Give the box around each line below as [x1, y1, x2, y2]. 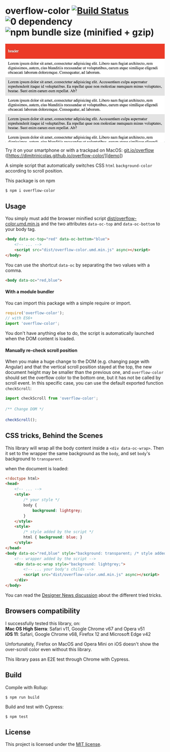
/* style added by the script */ [23, 529, 94, 535]
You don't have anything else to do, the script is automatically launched [5, 330, 154, 336]
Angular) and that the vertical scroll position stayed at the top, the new [5, 364, 152, 370]
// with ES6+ [5, 316, 33, 321]
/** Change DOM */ [5, 406, 44, 412]
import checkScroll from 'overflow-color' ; [5, 396, 99, 401]
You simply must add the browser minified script [5, 216, 106, 222]
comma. [5, 267, 22, 274]
